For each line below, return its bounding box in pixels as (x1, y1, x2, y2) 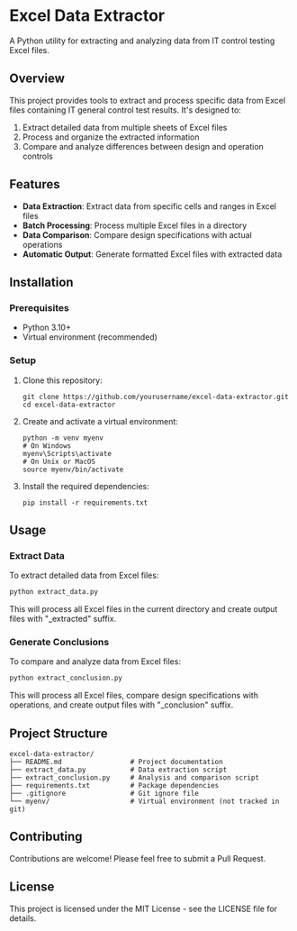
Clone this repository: (22, 375, 103, 386)
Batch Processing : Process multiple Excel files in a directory (22, 220, 247, 231)
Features (9, 177, 60, 192)
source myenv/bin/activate (22, 465, 124, 474)
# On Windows (22, 441, 72, 451)
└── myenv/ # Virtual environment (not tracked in (9, 797, 280, 807)
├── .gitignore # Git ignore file (9, 790, 200, 799)
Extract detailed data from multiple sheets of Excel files (22, 122, 228, 132)
